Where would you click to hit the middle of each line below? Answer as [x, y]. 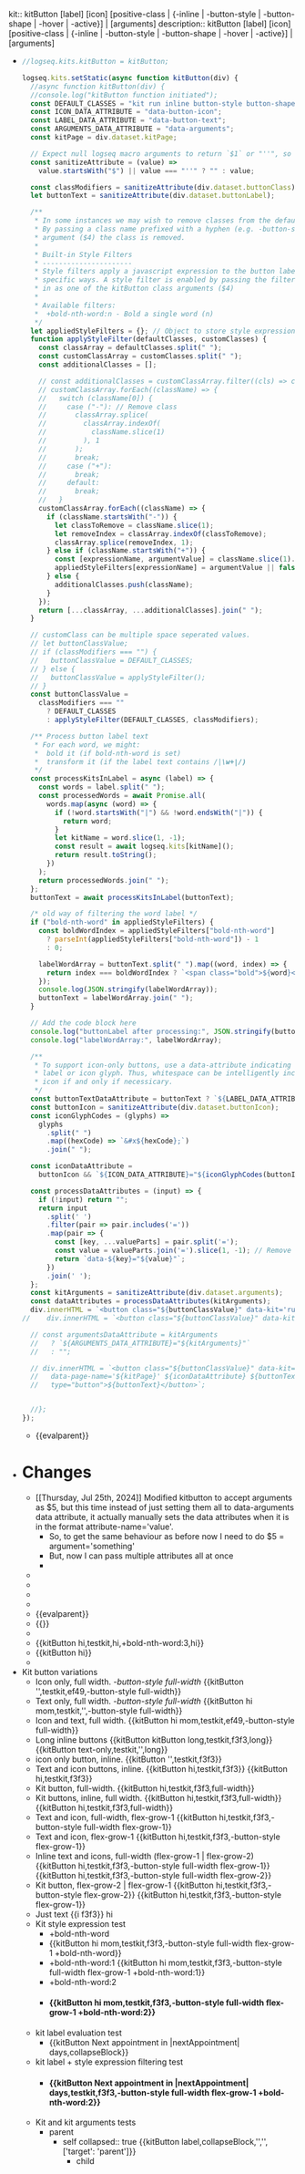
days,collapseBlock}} [89, 2053]
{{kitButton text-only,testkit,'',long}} [102, 1749]
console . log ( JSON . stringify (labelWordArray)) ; [128, 989]
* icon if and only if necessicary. [104, 1082]
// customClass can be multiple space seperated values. [141, 635]
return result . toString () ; [106, 855]
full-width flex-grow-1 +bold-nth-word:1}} [127, 1972]
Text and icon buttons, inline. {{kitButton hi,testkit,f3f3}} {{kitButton [162, 1768]
